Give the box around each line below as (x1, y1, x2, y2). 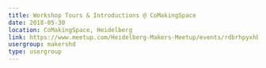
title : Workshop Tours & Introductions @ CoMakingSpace (8, 11, 196, 20)
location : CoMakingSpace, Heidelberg (8, 26, 133, 34)
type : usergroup (8, 48, 62, 55)
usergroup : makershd (8, 41, 77, 48)
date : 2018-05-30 (8, 19, 66, 27)
